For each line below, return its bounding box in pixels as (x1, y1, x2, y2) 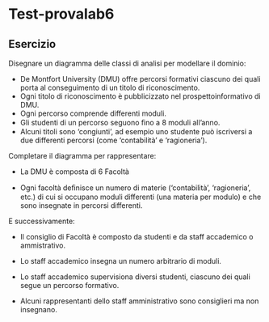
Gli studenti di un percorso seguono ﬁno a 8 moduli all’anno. (19, 118, 221, 127)
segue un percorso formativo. (19, 281, 120, 290)
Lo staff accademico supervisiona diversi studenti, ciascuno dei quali (19, 272, 250, 282)
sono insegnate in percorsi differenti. (19, 201, 143, 210)
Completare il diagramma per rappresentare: (8, 151, 157, 160)
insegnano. (19, 305, 58, 314)
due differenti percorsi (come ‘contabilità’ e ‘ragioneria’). (19, 135, 208, 145)
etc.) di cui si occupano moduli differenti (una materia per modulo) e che (19, 192, 262, 201)
